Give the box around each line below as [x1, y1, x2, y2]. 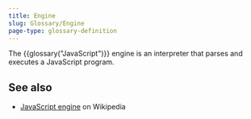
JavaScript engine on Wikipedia [19, 102, 127, 112]
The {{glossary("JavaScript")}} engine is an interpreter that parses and [8, 49, 244, 59]
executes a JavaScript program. [8, 57, 115, 67]
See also [8, 80, 52, 94]
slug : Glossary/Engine [8, 19, 85, 27]
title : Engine [8, 11, 56, 20]
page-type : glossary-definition [8, 27, 117, 35]
